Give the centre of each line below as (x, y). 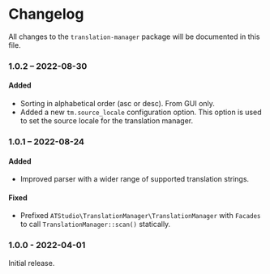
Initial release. (32, 263)
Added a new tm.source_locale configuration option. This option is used (141, 112)
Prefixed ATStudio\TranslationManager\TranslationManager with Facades (140, 216)
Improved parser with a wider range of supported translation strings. (135, 179)
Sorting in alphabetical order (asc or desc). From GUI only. (117, 104)
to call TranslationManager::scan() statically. (95, 225)
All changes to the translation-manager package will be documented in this (134, 36)
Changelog (46, 14)
